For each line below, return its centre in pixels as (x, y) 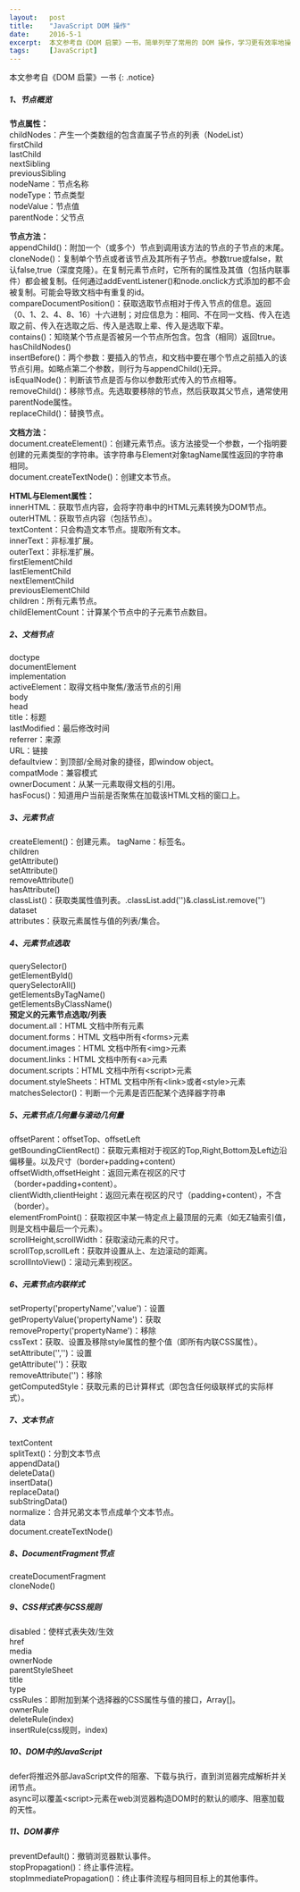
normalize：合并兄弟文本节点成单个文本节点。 (94, 1511)
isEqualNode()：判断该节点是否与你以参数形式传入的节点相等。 (125, 380)
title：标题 (28, 717)
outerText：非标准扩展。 (54, 552)
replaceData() (34, 1492)
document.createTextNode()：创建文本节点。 (92, 477)
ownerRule (29, 1709)
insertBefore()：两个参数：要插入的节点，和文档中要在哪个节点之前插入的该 (148, 357)
